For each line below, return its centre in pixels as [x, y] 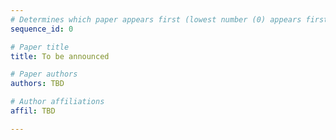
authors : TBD [37, 84]
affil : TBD [33, 111]
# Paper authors [44, 74]
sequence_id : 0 [42, 29]
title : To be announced [60, 56]
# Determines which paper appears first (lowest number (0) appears [156, 19]
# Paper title [40, 47]
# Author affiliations [57, 102]
